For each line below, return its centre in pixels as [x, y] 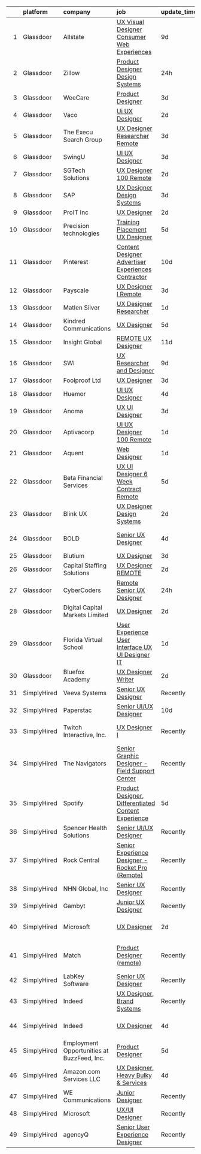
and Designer [135, 370]
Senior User [133, 1127]
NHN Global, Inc [86, 889]
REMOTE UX [134, 338]
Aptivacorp [79, 432]
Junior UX [131, 902]
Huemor [74, 394]
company [77, 12]
